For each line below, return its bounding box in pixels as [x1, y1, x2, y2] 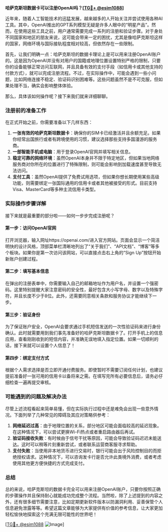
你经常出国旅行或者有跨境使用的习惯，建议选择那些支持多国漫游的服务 [12, 136, 157, 142]
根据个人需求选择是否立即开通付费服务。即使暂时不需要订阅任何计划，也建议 [5, 367, 163, 373]
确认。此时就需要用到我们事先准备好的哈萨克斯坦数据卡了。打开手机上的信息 [5, 330, 163, 336]
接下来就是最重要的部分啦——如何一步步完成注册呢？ [5, 213, 115, 219]
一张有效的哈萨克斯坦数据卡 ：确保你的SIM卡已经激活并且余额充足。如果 [12, 130, 161, 136]
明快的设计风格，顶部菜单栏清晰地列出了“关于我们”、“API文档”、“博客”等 [5, 243, 155, 249]
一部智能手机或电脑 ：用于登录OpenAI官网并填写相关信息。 [12, 149, 133, 155]
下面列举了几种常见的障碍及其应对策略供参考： [13, 412, 110, 418]
